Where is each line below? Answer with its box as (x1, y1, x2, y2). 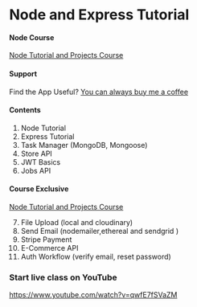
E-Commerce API (20, 244, 79, 252)
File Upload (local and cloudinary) (20, 218, 133, 227)
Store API (20, 149, 53, 158)
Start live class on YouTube (9, 272, 117, 283)
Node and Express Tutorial (9, 6, 190, 24)
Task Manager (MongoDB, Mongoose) (20, 140, 148, 149)
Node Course (9, 32, 55, 42)
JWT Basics (20, 157, 61, 166)
